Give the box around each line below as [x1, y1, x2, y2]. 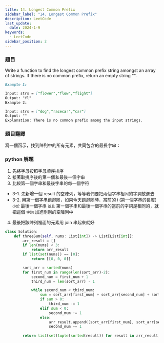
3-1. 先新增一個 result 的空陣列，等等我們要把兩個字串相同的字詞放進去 [12, 190, 155, 196]
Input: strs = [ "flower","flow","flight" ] [5, 91, 93, 96]
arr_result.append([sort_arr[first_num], [48, 320, 134, 324]
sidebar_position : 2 [5, 39, 47, 44]
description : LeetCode [5, 16, 51, 21]
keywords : [5, 30, 25, 35]
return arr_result [31, 248, 69, 252]
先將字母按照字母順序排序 [12, 168, 64, 174]
